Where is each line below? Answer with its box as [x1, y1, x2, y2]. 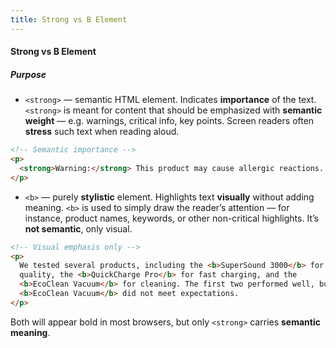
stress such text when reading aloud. [24, 126, 180, 138]
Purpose [10, 68, 47, 80]
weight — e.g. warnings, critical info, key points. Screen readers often [24, 115, 315, 127]
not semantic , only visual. [24, 222, 133, 235]
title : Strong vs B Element [10, 14, 128, 25]
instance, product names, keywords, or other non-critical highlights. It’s [24, 212, 319, 224]
